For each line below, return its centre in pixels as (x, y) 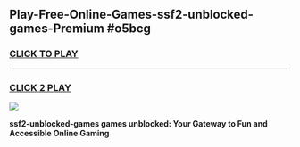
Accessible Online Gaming (59, 133)
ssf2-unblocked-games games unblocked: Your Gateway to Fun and (138, 123)
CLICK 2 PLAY (40, 87)
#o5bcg (129, 29)
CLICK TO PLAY (44, 54)
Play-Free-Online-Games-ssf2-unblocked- (132, 15)
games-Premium (57, 29)
